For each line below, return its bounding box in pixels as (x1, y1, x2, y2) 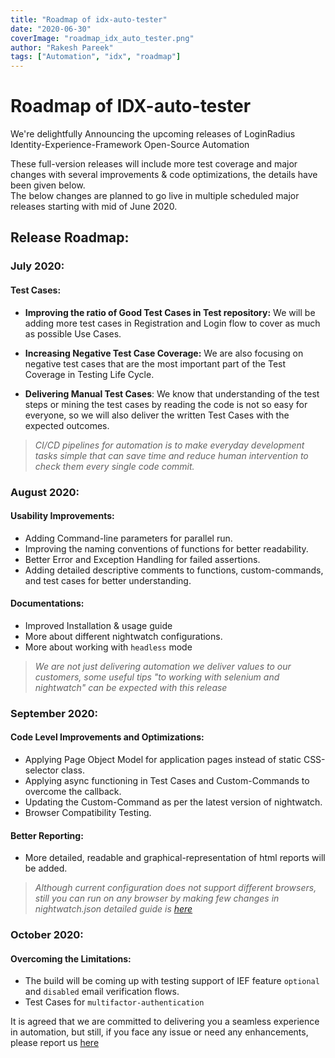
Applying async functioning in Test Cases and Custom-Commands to (24, 775, 310, 787)
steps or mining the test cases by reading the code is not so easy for (24, 398, 308, 410)
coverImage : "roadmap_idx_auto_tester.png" (10, 33, 195, 43)
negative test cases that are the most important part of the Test (24, 357, 287, 370)
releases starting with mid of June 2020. (10, 201, 178, 213)
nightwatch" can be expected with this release (34, 681, 228, 693)
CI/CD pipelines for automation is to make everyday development (34, 439, 305, 451)
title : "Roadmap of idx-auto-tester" (10, 14, 168, 25)
